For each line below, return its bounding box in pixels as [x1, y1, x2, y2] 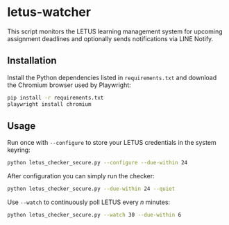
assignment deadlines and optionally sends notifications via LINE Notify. [7, 34, 214, 42]
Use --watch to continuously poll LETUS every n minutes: [7, 198, 171, 206]
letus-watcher [7, 4, 92, 20]
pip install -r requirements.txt [7, 94, 104, 101]
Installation [7, 55, 57, 67]
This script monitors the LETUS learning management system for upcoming [7, 27, 223, 36]
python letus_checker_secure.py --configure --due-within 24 [7, 160, 188, 166]
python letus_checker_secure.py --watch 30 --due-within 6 [7, 212, 182, 219]
